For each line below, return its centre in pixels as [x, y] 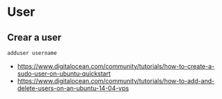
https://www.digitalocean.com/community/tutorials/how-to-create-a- [116, 66]
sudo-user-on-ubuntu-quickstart [64, 74]
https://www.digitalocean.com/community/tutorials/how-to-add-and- [116, 80]
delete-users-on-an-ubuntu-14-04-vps [73, 88]
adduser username [32, 53]
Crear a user [35, 37]
